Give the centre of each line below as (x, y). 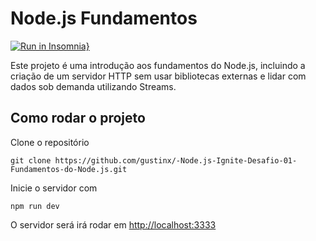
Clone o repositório (50, 142)
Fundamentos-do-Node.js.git (69, 169)
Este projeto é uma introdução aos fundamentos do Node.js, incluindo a (158, 65)
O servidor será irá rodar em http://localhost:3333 (113, 224)
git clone (31, 160)
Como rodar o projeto (78, 118)
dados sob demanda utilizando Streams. (93, 86)
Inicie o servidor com (54, 188)
